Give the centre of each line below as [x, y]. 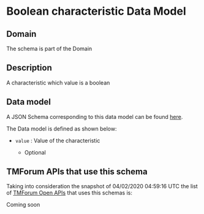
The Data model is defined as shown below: [62, 128]
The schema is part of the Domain [49, 48]
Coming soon [23, 205]
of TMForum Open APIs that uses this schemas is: [70, 193]
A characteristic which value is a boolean [58, 82]
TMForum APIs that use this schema [77, 172]
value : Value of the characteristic [58, 140]
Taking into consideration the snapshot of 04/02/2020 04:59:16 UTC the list [102, 186]
